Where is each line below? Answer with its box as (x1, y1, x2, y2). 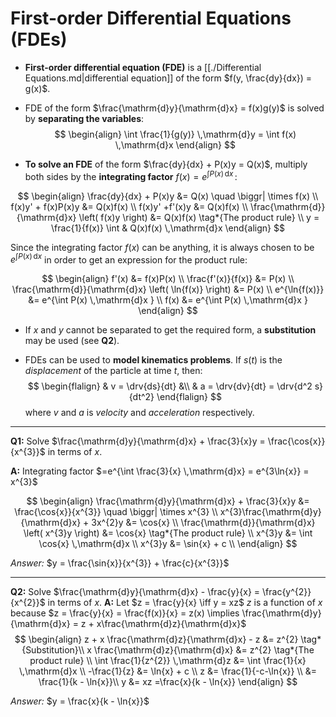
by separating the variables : (24, 112, 145, 124)
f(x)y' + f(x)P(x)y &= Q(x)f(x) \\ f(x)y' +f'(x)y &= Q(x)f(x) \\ (10, 200, 249, 212)
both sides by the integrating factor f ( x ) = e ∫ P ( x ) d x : (24, 168, 238, 182)
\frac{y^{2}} (262, 586, 312, 598)
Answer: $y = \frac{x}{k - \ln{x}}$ (10, 695, 150, 707)
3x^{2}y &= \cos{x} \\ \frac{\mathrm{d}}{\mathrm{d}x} (91, 517, 316, 529)
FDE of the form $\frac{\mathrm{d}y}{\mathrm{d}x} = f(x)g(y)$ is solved (24, 102, 325, 114)
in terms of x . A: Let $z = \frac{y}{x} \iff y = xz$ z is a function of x (47, 597, 323, 609)
